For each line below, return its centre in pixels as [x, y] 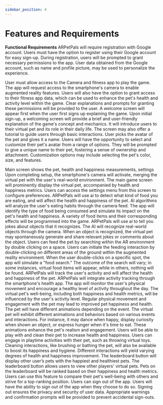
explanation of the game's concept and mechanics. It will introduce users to [81, 124]
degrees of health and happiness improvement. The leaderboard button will [81, 355]
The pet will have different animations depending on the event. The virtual [79, 309]
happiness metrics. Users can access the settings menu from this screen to [81, 190]
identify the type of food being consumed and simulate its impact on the [77, 211]
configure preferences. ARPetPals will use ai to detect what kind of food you [81, 195]
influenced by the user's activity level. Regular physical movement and [76, 299]
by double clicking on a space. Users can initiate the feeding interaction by [80, 247]
